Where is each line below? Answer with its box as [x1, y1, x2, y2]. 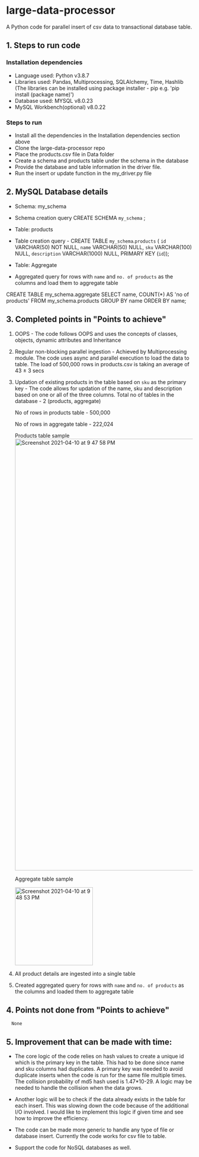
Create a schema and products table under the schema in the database [14, 157, 189, 164]
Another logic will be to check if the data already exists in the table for [14, 1096, 185, 1103]
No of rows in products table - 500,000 [14, 408, 111, 416]
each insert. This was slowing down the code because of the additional [14, 1102, 189, 1109]
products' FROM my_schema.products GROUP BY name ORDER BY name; [6, 297, 187, 304]
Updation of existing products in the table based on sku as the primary [14, 378, 187, 385]
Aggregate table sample [14, 875, 74, 882]
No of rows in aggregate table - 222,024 [14, 420, 114, 427]
